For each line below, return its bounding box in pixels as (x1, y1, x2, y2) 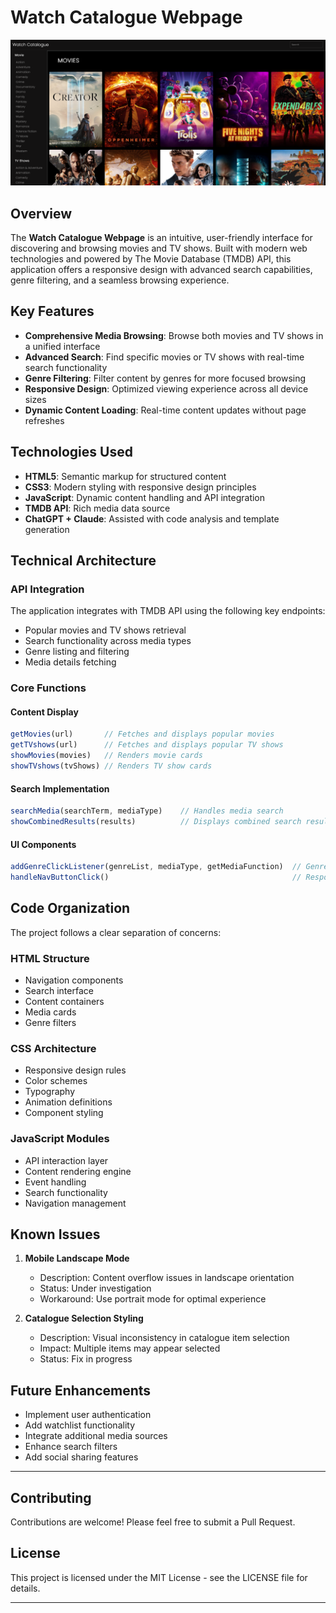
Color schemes (24, 1075, 88, 1087)
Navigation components (24, 974, 124, 986)
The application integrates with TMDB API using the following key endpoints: (10, 605, 326, 617)
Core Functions (10, 681, 87, 695)
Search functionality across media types (24, 635, 192, 647)
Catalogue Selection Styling (24, 1312, 144, 1325)
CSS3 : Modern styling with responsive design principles (24, 481, 257, 493)
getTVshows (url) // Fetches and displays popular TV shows (10, 740, 284, 750)
